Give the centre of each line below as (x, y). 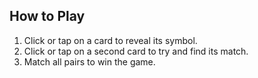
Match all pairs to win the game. (89, 61)
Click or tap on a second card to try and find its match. (136, 51)
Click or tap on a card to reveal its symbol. (110, 40)
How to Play (47, 16)
